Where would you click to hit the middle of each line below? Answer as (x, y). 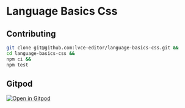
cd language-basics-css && (41, 53)
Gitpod (20, 84)
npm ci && (19, 59)
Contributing (31, 34)
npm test (17, 65)
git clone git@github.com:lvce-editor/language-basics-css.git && (92, 48)
